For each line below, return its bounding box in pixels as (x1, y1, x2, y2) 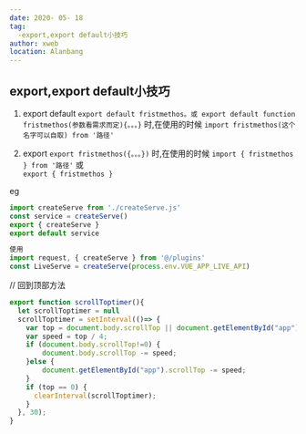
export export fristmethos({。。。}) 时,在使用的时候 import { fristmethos (22, 148, 294, 159)
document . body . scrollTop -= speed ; (42, 348, 178, 358)
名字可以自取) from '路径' (22, 130, 115, 139)
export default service (9, 229, 100, 238)
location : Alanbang (9, 47, 84, 57)
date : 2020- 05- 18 (9, 13, 84, 23)
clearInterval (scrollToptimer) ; (33, 391, 157, 400)
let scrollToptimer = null (17, 306, 120, 315)
